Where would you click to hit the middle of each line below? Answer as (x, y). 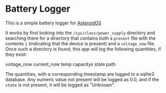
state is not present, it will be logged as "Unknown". (60, 85)
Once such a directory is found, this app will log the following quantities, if (83, 49)
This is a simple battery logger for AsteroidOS (53, 23)
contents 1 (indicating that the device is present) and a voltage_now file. (80, 43)
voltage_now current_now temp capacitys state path (61, 64)
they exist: (16, 54)
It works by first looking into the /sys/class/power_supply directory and (80, 33)
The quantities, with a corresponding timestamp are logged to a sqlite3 (80, 74)
